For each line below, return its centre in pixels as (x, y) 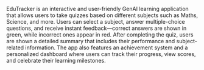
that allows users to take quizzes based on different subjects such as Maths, (102, 15)
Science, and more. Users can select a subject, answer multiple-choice (96, 22)
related (15, 47)
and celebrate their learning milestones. (56, 61)
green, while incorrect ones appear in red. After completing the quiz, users (100, 35)
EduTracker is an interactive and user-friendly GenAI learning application (97, 9)
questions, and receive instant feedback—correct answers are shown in (97, 28)
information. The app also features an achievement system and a (107, 47)
